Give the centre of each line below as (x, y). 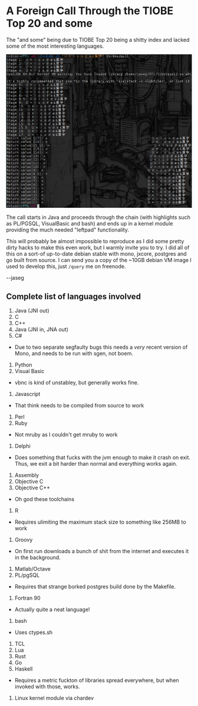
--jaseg (15, 278)
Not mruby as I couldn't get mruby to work (66, 434)
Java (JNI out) (32, 310)
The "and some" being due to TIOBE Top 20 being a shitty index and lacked (98, 40)
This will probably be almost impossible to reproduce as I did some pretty (95, 241)
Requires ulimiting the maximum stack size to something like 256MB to (100, 522)
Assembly (27, 475)
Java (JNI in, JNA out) (42, 329)
